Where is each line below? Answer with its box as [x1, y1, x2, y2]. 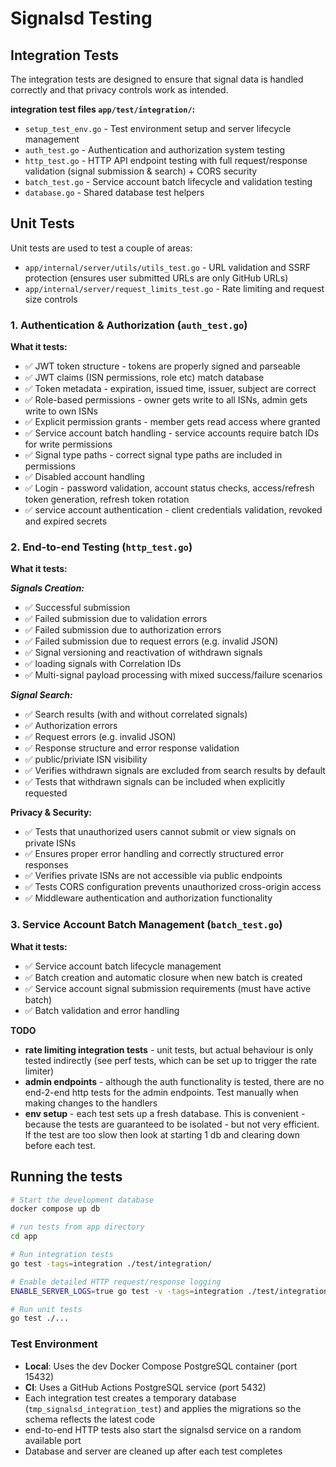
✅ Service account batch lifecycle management [24, 960, 222, 972]
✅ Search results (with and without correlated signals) [24, 708, 248, 721]
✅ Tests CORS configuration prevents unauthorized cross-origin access [24, 881, 322, 893]
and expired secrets [24, 515, 108, 527]
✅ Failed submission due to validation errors [24, 613, 208, 625]
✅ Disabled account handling [24, 471, 145, 483]
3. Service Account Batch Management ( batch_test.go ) [10, 918, 283, 932]
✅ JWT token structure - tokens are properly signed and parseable [24, 360, 301, 372]
